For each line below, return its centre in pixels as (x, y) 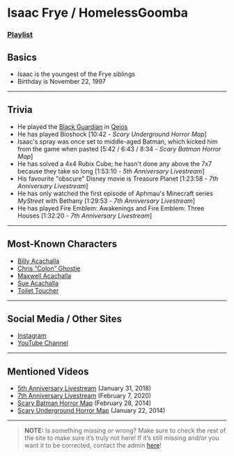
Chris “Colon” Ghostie (49, 268)
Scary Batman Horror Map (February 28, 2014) (84, 403)
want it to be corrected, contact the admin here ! (93, 446)
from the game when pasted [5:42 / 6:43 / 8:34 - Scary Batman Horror (119, 149)
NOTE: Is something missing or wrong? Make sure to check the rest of (125, 431)
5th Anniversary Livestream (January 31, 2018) (84, 388)
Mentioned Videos (48, 371)
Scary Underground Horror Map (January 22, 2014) (91, 411)
